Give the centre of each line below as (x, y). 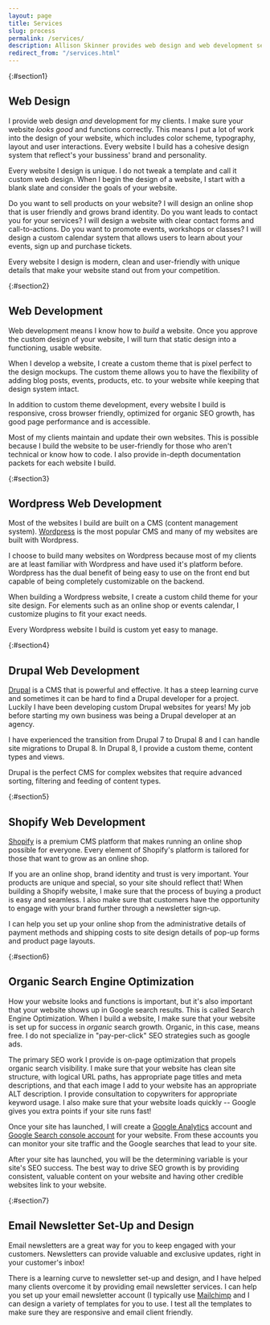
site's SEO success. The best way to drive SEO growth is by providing (124, 1167)
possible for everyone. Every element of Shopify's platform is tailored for (129, 850)
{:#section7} (29, 1200)
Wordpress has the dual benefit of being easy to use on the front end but (129, 573)
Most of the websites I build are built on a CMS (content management (123, 523)
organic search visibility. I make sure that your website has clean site (122, 1068)
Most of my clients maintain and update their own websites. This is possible (133, 437)
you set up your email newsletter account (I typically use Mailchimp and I (129, 1295)
